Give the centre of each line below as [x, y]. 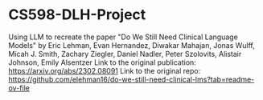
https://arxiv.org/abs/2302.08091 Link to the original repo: [105, 70]
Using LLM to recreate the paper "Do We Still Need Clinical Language [123, 37]
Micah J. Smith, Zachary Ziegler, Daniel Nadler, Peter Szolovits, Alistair [125, 54]
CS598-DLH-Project [77, 15]
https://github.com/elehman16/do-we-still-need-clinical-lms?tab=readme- [131, 79]
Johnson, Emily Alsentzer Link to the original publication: [103, 62]
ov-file [19, 88]
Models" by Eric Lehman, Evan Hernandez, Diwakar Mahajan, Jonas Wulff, [132, 45]
